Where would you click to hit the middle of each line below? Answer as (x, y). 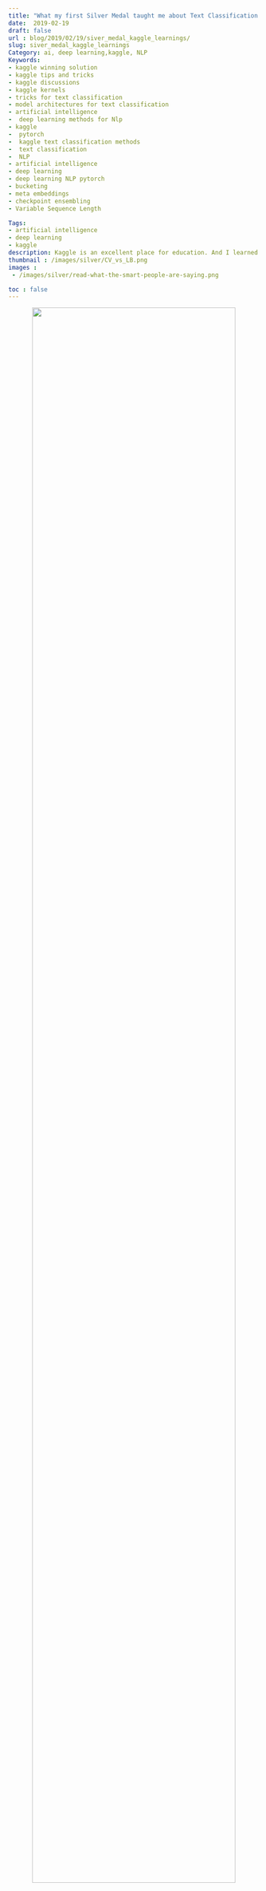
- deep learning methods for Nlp (66, 120)
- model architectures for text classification (89, 105)
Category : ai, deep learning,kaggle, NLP (78, 53)
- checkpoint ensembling (49, 201)
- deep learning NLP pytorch (57, 179)
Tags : (17, 223)
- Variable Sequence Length (55, 208)
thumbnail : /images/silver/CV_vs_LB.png (78, 260)
